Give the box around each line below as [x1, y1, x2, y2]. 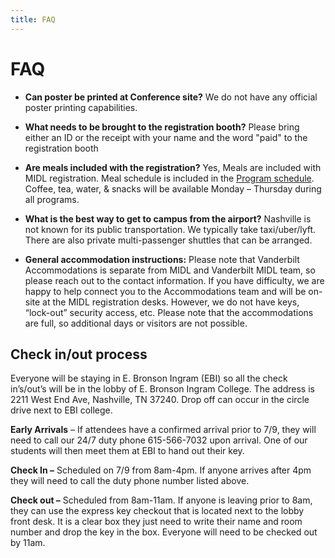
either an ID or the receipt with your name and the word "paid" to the [24, 131, 308, 143]
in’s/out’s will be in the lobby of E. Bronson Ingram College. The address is [10, 383, 315, 395]
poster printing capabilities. [24, 101, 138, 113]
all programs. [24, 193, 80, 205]
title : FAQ [10, 14, 56, 25]
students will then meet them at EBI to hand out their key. [10, 445, 245, 457]
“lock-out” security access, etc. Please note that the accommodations [24, 306, 314, 318]
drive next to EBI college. [10, 404, 113, 416]
